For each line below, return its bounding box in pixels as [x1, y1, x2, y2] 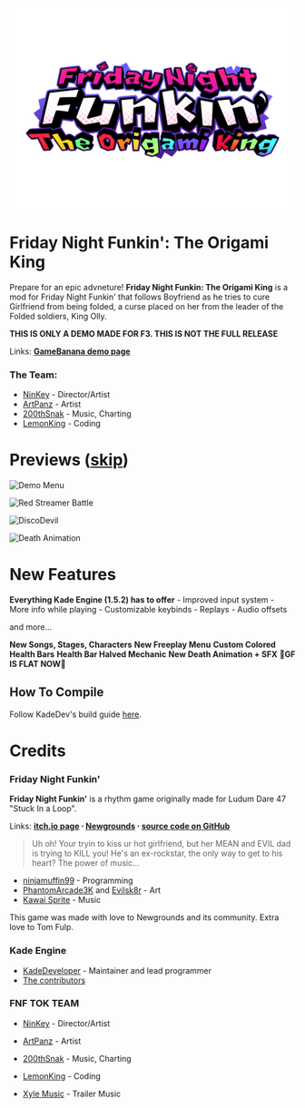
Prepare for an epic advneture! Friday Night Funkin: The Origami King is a [9, 281, 289, 292]
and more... [9, 621, 53, 632]
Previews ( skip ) [9, 450, 129, 470]
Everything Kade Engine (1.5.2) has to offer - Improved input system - [9, 593, 275, 605]
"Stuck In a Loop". [9, 803, 77, 814]
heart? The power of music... [31, 858, 141, 868]
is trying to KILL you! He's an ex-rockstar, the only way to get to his [31, 848, 283, 859]
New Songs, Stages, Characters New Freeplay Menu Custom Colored [9, 639, 277, 650]
